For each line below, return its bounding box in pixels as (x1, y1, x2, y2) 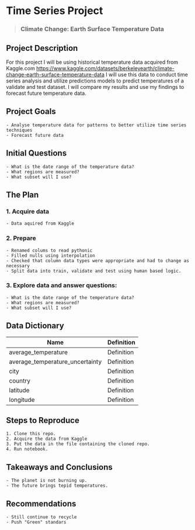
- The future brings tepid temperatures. (6, 483, 109, 489)
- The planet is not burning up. (6, 478, 88, 484)
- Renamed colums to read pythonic (6, 247, 93, 253)
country (9, 376, 31, 384)
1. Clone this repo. (6, 431, 57, 437)
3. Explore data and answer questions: (6, 281, 117, 290)
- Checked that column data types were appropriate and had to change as (6, 257, 190, 264)
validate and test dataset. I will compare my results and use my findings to (6, 83, 184, 90)
